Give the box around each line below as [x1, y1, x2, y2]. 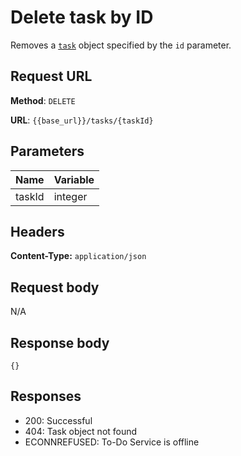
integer [53, 189, 88, 203]
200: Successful [24, 414, 93, 426]
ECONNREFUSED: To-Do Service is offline [24, 436, 200, 448]
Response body [10, 334, 110, 351]
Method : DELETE [10, 94, 76, 106]
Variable [53, 172, 95, 186]
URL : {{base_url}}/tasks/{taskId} [10, 114, 154, 126]
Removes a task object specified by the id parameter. [10, 39, 232, 51]
